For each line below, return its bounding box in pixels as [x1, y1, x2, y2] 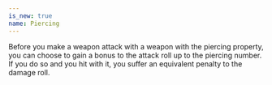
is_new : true [8, 11, 53, 20]
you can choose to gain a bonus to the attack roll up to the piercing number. [8, 50, 262, 60]
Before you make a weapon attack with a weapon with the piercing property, [8, 41, 264, 51]
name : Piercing [8, 19, 60, 28]
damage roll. [8, 67, 50, 77]
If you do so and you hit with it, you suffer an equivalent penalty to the [8, 58, 243, 69]
